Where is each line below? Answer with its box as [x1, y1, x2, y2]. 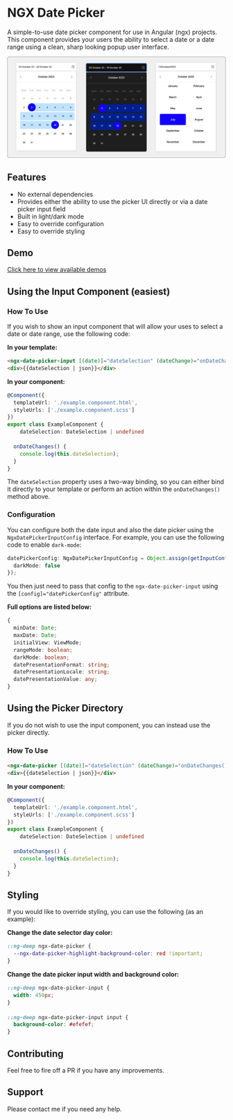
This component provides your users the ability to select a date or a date [7, 35, 215, 43]
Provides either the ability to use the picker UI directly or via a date [17, 197, 208, 206]
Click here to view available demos [7, 266, 107, 274]
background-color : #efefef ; [13, 1021, 95, 1028]
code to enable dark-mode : [7, 541, 82, 549]
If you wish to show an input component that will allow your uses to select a [7, 322, 223, 331]
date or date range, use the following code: [7, 330, 130, 338]
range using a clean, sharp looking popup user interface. [7, 42, 170, 51]
